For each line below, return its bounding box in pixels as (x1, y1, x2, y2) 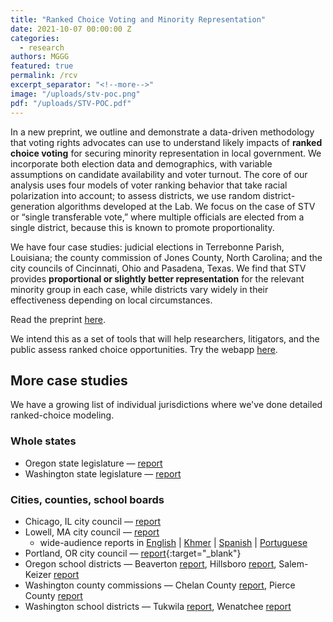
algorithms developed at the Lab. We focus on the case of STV (56, 200, 316, 212)
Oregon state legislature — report (24, 457, 163, 469)
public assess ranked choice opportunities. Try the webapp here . (10, 343, 278, 355)
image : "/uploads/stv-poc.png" (10, 89, 141, 99)
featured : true (10, 61, 74, 71)
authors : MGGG (10, 52, 70, 62)
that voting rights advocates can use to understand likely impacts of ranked (10, 136, 323, 148)
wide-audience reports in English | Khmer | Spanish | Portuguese (39, 536, 308, 548)
